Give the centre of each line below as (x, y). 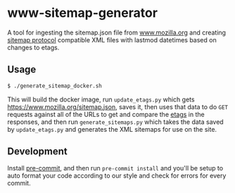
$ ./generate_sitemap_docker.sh (55, 86)
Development (38, 152)
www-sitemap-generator (83, 13)
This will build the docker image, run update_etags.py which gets (101, 99)
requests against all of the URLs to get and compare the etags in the (106, 114)
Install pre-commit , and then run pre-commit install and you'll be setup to (115, 168)
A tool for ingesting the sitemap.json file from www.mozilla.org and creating (117, 32)
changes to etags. (33, 47)
